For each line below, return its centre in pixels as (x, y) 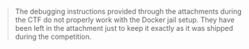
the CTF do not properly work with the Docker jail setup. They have (125, 20)
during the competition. (53, 36)
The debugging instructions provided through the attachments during (128, 11)
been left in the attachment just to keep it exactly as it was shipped (124, 28)
